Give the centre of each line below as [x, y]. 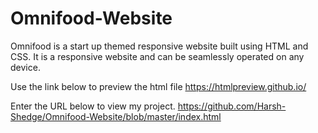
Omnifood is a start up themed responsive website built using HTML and [159, 46]
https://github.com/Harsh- [232, 106]
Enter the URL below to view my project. [93, 106]
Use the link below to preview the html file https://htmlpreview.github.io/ [158, 86]
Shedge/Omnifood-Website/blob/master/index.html [116, 116]
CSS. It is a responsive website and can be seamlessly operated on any [157, 56]
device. [25, 67]
